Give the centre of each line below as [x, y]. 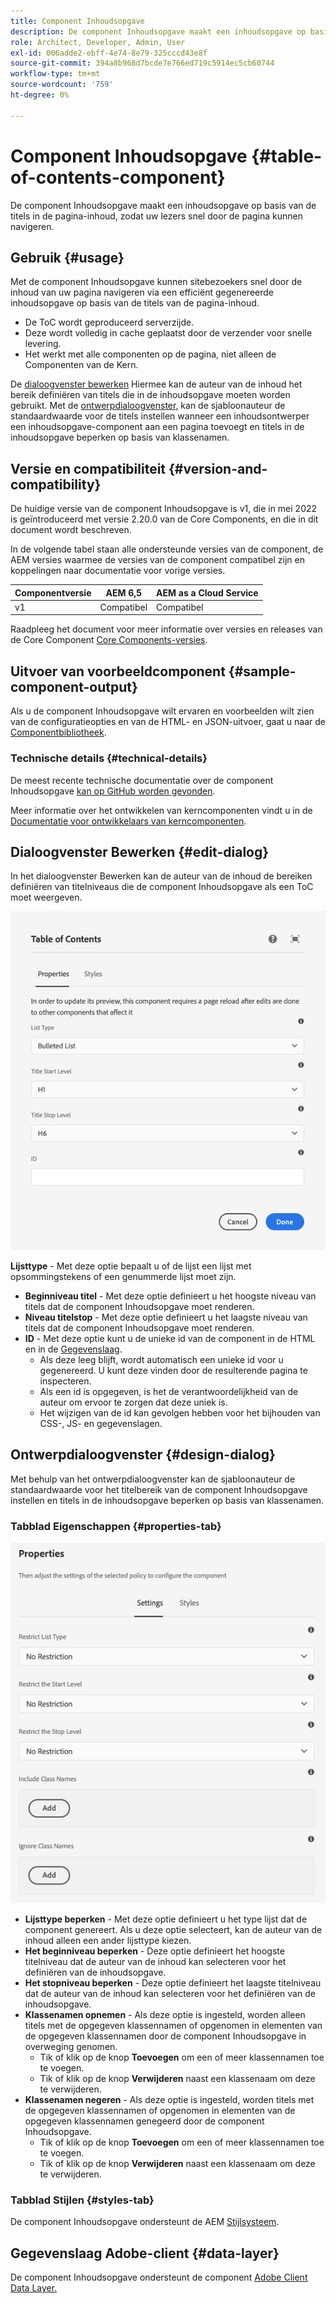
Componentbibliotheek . [58, 732]
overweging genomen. [71, 2047]
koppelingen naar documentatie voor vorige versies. [118, 571]
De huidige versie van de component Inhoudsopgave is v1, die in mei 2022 [164, 509]
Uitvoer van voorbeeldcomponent [118, 671]
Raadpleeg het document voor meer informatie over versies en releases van [166, 629]
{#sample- [262, 671]
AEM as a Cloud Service [207, 592]
